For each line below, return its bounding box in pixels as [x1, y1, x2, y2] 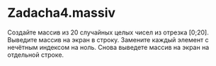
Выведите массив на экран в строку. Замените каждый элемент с [7, 35, 209, 44]
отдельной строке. [7, 51, 64, 59]
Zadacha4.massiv [7, 5, 115, 21]
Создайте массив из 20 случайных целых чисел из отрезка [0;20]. [7, 28, 209, 37]
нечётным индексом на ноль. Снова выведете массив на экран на [7, 43, 210, 51]
